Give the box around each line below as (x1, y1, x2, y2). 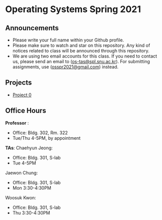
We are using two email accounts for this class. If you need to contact (12, 53, 157, 59)
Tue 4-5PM (12, 160, 36, 166)
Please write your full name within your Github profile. (12, 37, 124, 43)
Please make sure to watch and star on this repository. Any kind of (12, 42, 150, 48)
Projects (5, 78, 32, 87)
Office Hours (5, 106, 46, 115)
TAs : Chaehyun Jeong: (5, 145, 53, 151)
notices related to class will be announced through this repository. (12, 48, 149, 53)
